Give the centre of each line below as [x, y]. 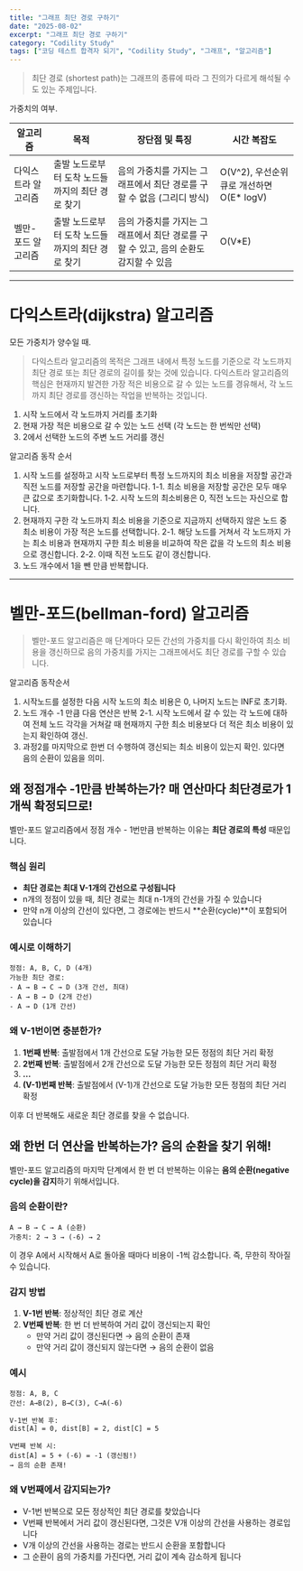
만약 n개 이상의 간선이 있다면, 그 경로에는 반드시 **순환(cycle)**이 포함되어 [155, 911]
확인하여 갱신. [64, 735]
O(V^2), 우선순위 [254, 172]
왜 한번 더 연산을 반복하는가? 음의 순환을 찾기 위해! [141, 1146]
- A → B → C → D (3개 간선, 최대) [69, 988]
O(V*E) [235, 242]
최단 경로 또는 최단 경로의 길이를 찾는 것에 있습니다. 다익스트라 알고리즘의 [160, 373]
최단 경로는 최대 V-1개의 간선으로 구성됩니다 [99, 888]
